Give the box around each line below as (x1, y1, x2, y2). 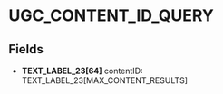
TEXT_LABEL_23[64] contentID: (21, 65, 143, 76)
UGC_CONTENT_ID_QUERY (8, 5, 214, 26)
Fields (8, 42, 44, 57)
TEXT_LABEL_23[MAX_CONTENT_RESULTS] (21, 75, 188, 86)
